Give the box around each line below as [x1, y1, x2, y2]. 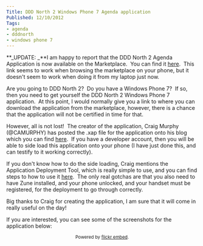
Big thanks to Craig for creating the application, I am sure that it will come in [6, 198, 196, 205]
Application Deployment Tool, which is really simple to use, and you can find [6, 166, 198, 174]
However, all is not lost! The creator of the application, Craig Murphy [6, 123, 179, 129]
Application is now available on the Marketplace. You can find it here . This [6, 60, 194, 67]
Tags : [6, 20, 20, 26]
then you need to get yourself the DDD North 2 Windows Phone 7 [6, 92, 170, 98]
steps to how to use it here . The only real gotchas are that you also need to [6, 173, 196, 180]
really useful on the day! [6, 204, 67, 211]
